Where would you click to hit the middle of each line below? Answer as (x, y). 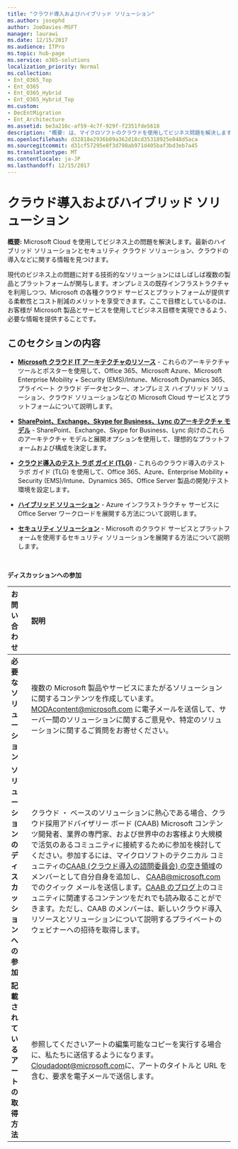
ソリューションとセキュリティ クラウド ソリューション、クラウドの (131, 250)
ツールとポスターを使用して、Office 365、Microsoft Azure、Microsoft (120, 370)
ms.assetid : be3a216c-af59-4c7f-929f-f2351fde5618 (84, 126)
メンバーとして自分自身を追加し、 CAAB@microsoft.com (126, 877)
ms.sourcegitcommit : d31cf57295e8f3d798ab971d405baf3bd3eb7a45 (103, 146)
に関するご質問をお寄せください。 (116, 730)
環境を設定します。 (45, 489)
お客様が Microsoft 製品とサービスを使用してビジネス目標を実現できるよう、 (119, 310)
